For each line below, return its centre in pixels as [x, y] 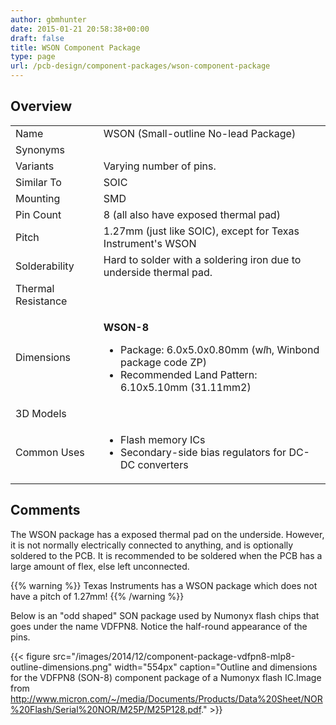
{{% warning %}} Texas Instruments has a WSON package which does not [164, 585]
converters [163, 464]
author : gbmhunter [48, 19]
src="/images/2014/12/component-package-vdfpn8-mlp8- [174, 656]
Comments [45, 510]
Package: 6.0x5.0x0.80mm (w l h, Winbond [220, 349]
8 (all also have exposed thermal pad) [192, 214]
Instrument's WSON [150, 243]
